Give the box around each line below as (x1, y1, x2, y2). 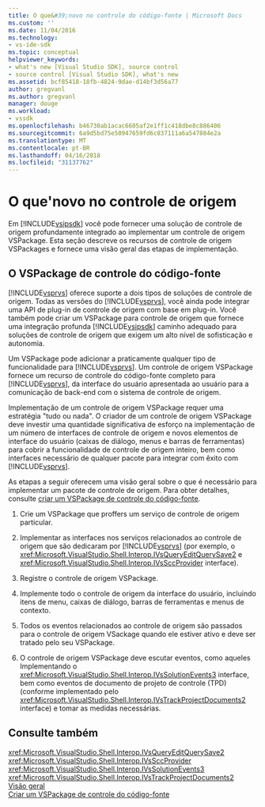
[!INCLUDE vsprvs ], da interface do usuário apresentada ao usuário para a (8, 379, 249, 388)
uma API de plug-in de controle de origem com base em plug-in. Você (8, 305, 237, 314)
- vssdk (8, 115, 34, 123)
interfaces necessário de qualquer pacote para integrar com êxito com (8, 453, 239, 463)
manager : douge (8, 100, 59, 108)
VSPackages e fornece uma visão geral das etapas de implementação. (8, 244, 239, 254)
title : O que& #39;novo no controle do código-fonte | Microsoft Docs (8, 11, 243, 20)
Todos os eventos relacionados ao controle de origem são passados (19, 620, 243, 630)
